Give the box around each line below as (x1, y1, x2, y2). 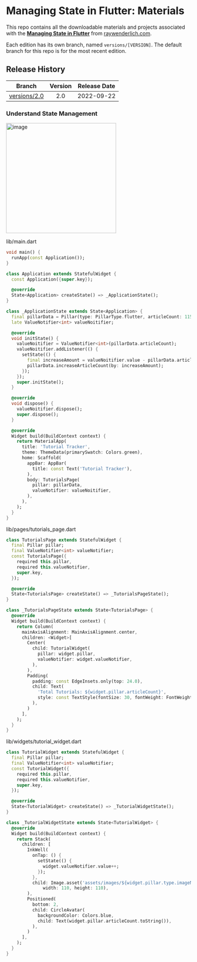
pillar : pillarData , (32, 482, 83, 488)
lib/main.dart (6, 238, 37, 245)
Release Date (77, 82, 116, 90)
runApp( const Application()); (11, 254, 85, 261)
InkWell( (27, 847, 49, 853)
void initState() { (11, 335, 59, 341)
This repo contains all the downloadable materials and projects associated (6, 23, 186, 31)
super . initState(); (16, 379, 64, 385)
